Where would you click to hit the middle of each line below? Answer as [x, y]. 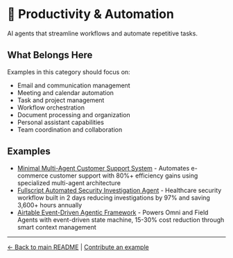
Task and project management [61, 100]
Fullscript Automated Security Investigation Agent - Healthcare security [119, 190]
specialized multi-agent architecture [69, 182]
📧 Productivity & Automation [91, 14]
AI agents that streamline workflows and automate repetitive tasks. [102, 33]
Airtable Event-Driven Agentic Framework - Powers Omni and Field [113, 212]
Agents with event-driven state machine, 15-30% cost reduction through [121, 220]
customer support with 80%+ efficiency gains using [124, 175]
